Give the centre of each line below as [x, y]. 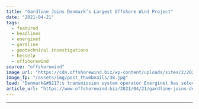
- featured [25, 28]
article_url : [22, 89]
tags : [13, 23]
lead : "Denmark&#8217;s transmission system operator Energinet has [92, 84]
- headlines [26, 34]
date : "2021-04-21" [30, 17]
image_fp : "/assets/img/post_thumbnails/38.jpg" [67, 78]
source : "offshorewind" [36, 67]
